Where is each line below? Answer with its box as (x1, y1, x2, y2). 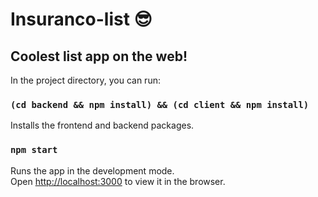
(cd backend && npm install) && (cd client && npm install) (10, 99, 310, 110)
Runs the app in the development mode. (10, 164, 175, 177)
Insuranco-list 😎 (10, 8, 153, 31)
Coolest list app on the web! (10, 48, 188, 65)
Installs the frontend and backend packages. (10, 119, 195, 132)
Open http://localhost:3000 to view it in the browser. (10, 175, 226, 187)
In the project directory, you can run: (10, 74, 161, 86)
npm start (10, 144, 58, 156)
